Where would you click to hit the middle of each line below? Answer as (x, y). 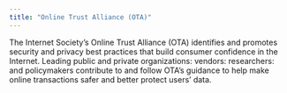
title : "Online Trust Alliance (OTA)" (80, 17)
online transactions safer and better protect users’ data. (110, 79)
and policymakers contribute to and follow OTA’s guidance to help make (139, 70)
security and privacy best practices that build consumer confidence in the (143, 51)
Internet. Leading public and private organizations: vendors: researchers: (142, 61)
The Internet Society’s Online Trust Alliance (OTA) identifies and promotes (143, 42)
